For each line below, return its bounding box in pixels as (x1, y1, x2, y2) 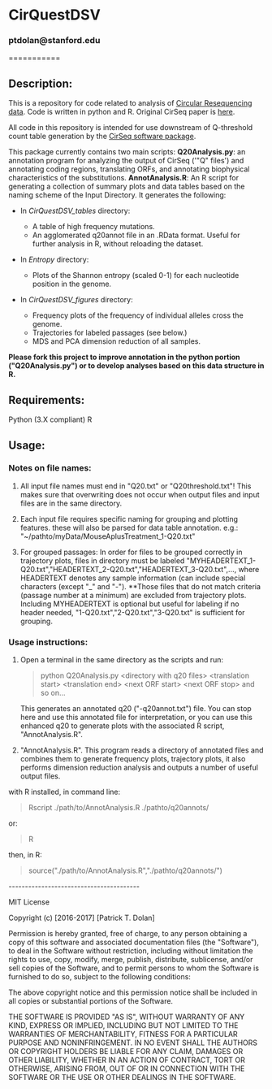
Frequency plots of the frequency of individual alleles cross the (32, 310, 244, 320)
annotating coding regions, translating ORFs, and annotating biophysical (8, 164, 250, 174)
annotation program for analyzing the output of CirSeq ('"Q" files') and (8, 156, 244, 166)
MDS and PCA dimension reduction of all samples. (32, 336, 201, 346)
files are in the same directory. (19, 498, 123, 508)
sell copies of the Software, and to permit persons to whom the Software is (8, 963, 260, 973)
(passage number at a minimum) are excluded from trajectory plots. (19, 590, 247, 600)
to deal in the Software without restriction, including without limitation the (8, 946, 253, 956)
